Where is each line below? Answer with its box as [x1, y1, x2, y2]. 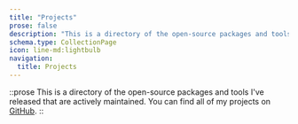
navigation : [9, 54, 53, 63]
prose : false [9, 21, 58, 30]
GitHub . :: [9, 105, 44, 116]
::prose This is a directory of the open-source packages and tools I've [9, 86, 264, 97]
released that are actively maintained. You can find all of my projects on [9, 96, 271, 106]
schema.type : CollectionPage [9, 37, 117, 47]
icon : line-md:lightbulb [9, 46, 101, 55]
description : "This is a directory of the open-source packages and [9, 29, 268, 38]
